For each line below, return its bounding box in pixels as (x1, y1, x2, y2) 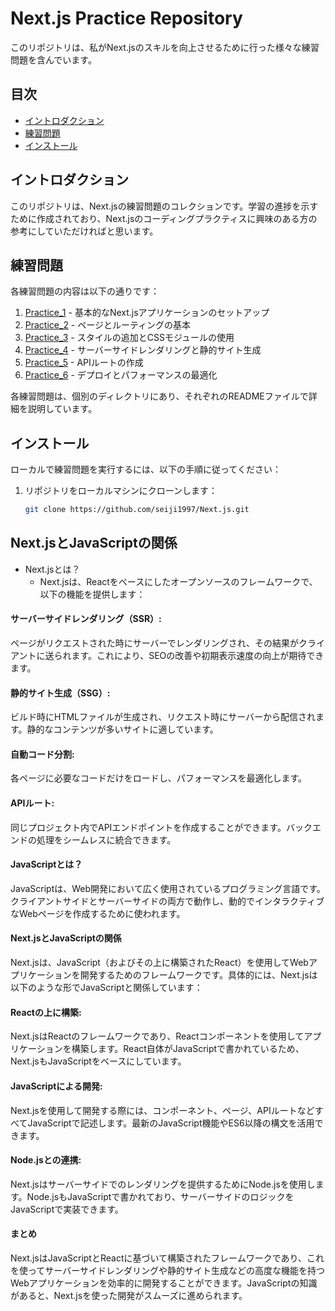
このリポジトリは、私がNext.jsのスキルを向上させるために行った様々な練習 (10, 41, 320, 53)
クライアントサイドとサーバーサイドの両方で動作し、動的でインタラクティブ (10, 895, 325, 907)
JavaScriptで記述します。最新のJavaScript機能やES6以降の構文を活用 (27, 1117, 315, 1129)
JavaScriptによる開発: (10, 1080, 103, 1092)
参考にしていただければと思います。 (10, 225, 159, 237)
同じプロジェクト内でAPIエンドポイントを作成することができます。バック (10, 821, 313, 833)
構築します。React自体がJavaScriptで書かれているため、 (71, 1043, 305, 1055)
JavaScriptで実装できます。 (10, 1203, 124, 1215)
